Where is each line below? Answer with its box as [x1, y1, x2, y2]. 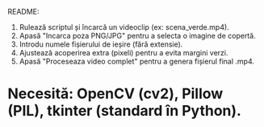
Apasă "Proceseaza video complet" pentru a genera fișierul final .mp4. [19, 56, 255, 66]
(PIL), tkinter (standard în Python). [7, 102, 241, 120]
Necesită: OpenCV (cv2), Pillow [7, 84, 224, 103]
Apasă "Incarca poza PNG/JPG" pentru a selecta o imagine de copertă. [19, 31, 256, 40]
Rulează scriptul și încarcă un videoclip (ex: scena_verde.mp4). [19, 23, 229, 31]
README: [7, 7, 40, 16]
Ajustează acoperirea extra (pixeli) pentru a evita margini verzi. [19, 48, 228, 57]
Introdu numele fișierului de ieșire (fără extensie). [19, 39, 183, 49]
